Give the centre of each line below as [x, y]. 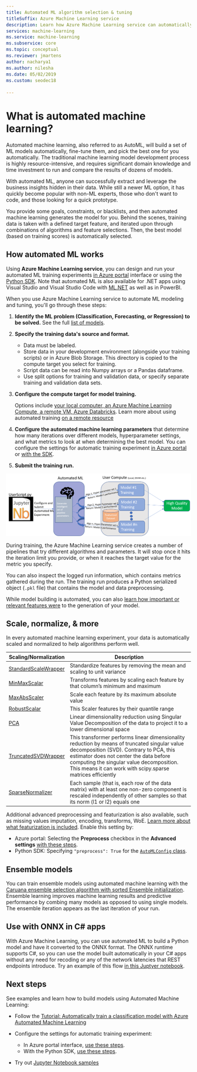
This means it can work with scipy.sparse [120, 768]
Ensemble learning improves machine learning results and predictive [89, 896]
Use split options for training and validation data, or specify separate [106, 376]
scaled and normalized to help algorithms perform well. [73, 644]
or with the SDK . [34, 454]
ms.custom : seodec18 [31, 80]
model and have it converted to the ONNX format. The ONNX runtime [89, 947]
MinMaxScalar [26, 683]
